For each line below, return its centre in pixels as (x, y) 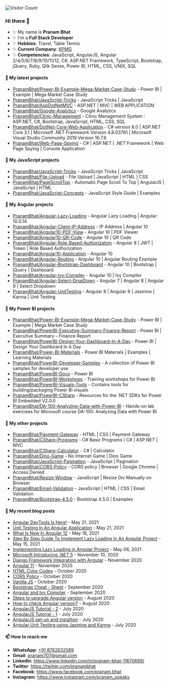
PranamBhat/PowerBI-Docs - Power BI (53, 374)
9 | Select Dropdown (34, 286)
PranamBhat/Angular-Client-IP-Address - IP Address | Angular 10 (80, 227)
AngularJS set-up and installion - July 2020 (58, 619)
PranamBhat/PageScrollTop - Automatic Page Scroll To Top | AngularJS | (88, 182)
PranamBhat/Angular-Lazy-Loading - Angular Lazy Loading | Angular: (85, 215)
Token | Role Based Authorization (47, 248)
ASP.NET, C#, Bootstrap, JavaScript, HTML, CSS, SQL (69, 121)
